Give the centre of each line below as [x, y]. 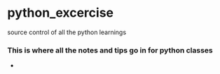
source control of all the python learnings [67, 32]
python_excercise [61, 13]
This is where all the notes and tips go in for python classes [110, 50]
